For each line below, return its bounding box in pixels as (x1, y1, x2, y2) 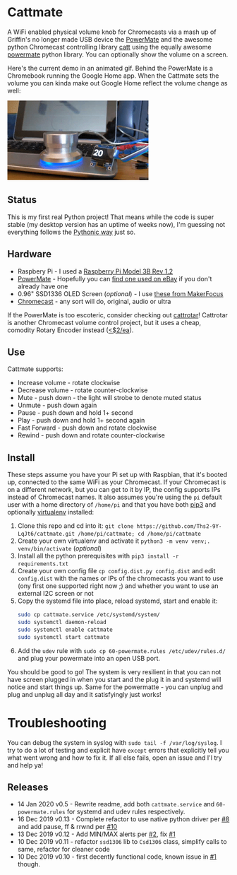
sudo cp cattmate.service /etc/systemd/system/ (17, 611, 160, 618)
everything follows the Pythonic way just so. (7, 228, 136, 236)
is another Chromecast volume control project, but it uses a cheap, (7, 318, 202, 327)
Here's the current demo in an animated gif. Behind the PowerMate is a (7, 64, 214, 72)
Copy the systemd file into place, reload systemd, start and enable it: (17, 597, 218, 605)
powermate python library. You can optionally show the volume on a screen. (7, 50, 229, 59)
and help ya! (7, 761, 44, 769)
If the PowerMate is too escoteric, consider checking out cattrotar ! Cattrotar (7, 310, 228, 319)
